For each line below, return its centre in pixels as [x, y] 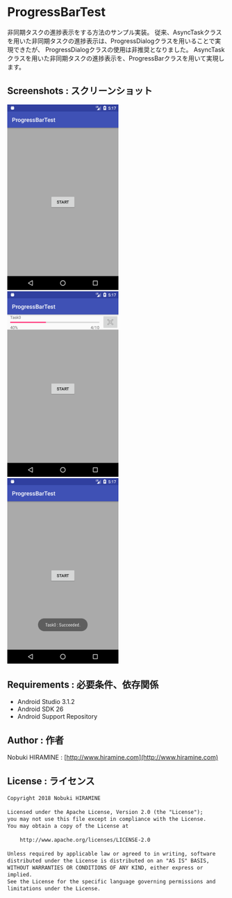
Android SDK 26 [40, 709]
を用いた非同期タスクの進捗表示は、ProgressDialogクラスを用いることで [111, 41]
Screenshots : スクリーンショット [80, 91]
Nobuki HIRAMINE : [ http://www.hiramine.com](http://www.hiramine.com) [113, 758]
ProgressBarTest [57, 12]
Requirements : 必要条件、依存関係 [83, 684]
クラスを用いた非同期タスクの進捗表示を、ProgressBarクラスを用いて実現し [116, 58]
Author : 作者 [35, 740]
